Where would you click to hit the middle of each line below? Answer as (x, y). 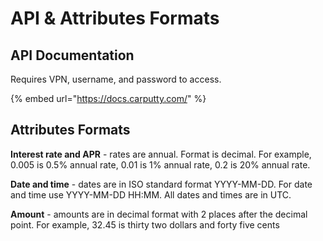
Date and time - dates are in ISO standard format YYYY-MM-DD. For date (161, 184)
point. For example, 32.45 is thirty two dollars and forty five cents (145, 224)
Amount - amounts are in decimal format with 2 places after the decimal (159, 214)
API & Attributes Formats (115, 18)
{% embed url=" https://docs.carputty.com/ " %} (108, 98)
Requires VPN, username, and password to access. (116, 79)
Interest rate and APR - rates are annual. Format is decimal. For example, (161, 154)
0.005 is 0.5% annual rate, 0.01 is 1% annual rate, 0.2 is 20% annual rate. (160, 164)
